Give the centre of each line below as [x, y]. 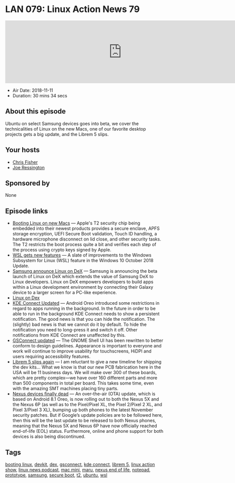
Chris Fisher [25, 162]
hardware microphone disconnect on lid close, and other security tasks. [87, 239]
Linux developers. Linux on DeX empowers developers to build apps [83, 282]
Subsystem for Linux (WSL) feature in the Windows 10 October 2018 [83, 261]
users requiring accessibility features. [51, 356]
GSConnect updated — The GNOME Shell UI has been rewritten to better [88, 340]
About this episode [36, 111]
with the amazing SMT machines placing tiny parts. [66, 389]
